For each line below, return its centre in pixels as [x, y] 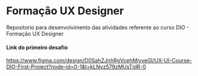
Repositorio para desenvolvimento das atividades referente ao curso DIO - [98, 27]
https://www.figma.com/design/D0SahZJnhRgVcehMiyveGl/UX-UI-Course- [99, 61]
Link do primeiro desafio [37, 47]
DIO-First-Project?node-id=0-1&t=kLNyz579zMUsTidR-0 [76, 67]
